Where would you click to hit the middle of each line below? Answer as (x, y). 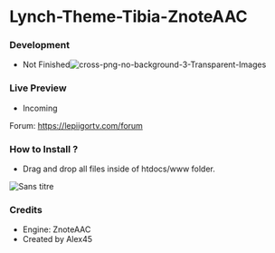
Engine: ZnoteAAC (57, 229)
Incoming (40, 108)
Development (40, 45)
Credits (26, 210)
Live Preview (38, 88)
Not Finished (46, 64)
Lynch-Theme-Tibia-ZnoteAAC (128, 17)
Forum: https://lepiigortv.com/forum (76, 125)
